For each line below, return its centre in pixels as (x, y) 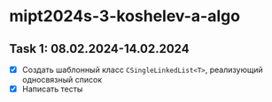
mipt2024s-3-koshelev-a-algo (125, 16)
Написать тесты (52, 89)
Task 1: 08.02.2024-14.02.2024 (99, 49)
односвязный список (62, 80)
